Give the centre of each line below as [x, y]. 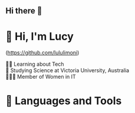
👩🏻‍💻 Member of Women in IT [41, 77]
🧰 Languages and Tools [64, 101]
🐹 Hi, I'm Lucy [40, 36]
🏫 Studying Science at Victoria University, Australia [67, 70]
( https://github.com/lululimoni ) [42, 53]
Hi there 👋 [24, 11]
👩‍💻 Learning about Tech [35, 64]
